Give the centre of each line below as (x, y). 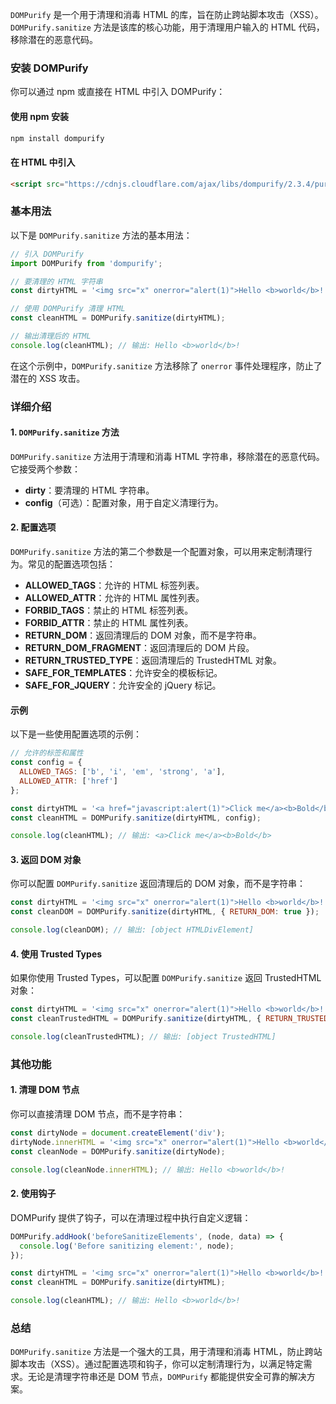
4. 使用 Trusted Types (56, 954)
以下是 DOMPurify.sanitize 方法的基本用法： (101, 235)
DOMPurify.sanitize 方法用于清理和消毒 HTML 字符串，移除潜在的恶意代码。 (167, 456)
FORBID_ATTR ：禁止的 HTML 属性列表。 (109, 623)
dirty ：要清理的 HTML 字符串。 (89, 490)
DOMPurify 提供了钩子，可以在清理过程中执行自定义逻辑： (131, 1217)
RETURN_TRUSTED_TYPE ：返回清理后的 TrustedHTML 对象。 (153, 660)
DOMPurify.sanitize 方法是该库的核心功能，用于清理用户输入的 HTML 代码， (167, 27)
